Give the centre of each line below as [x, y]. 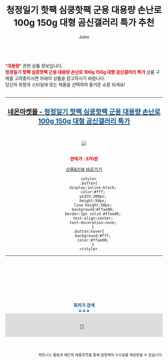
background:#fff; [93, 236]
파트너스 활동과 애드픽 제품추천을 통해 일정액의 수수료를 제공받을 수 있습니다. [100, 355]
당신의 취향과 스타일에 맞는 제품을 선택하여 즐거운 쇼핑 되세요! [65, 84]
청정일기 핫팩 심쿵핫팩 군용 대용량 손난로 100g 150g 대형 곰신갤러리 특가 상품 [80, 72]
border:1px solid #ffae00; [93, 214]
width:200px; [93, 196]
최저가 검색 [84, 305]
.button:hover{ [88, 231]
